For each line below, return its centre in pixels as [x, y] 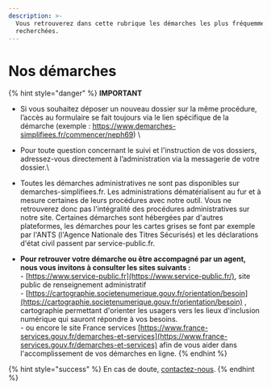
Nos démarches [63, 71]
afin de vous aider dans [198, 345]
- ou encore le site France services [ [80, 328]
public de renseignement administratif [83, 285]
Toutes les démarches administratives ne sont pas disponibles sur [130, 184]
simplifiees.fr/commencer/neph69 [77, 135]
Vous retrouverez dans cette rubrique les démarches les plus [122, 23]
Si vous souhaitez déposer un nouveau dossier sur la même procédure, [138, 109]
